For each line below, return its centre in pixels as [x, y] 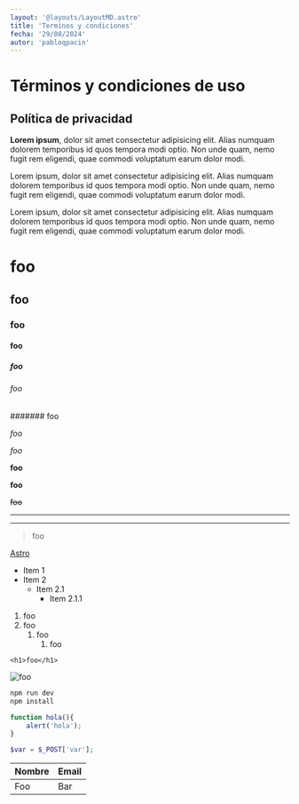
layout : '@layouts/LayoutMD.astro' [76, 17]
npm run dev [32, 693]
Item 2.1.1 [66, 598]
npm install [32, 701]
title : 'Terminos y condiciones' [72, 26]
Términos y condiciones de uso [128, 86]
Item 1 [34, 570]
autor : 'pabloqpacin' [50, 42]
